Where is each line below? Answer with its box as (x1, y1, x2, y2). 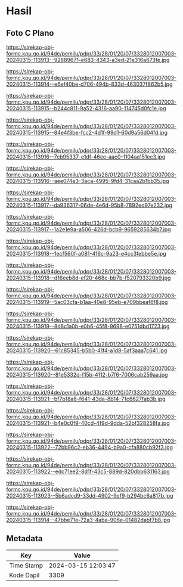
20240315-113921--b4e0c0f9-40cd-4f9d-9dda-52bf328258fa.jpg (6, 420, 170, 427)
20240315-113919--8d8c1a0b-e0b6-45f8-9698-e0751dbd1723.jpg (6, 323, 170, 330)
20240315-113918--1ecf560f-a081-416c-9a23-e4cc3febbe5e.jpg (6, 250, 167, 257)
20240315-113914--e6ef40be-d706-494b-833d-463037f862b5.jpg (6, 80, 173, 88)
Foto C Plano (6, 28, 54, 38)
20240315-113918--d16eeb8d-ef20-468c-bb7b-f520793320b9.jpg (6, 274, 171, 281)
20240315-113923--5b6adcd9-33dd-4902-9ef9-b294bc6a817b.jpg (6, 492, 173, 499)
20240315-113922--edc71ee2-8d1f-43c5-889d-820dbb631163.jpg (6, 468, 170, 475)
